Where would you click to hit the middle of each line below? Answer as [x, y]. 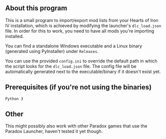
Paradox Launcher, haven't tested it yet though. [54, 131]
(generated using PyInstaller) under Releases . [52, 51]
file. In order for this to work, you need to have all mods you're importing [80, 31]
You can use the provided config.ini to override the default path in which [81, 61]
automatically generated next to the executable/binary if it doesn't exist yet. [83, 71]
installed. [14, 36]
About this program [36, 8]
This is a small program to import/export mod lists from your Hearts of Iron [82, 20]
